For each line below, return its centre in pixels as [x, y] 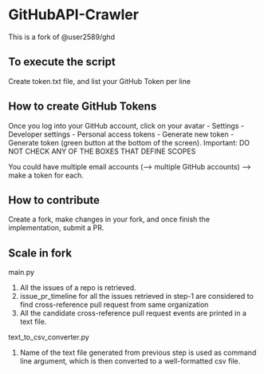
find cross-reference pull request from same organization [114, 304]
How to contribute [54, 200]
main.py [21, 273]
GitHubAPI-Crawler [74, 15]
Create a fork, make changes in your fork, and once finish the [109, 219]
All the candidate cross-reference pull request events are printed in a [133, 313]
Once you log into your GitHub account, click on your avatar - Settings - [126, 125]
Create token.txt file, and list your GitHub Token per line [100, 81]
